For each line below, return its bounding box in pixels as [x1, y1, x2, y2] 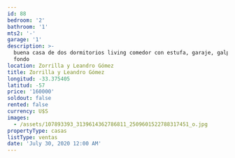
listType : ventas [7, 134, 58, 141]
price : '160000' [7, 88, 55, 95]
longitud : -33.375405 [7, 75, 71, 82]
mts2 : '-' [7, 29, 36, 37]
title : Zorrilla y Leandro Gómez [7, 69, 105, 76]
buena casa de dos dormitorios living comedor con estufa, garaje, [13, 50, 215, 57]
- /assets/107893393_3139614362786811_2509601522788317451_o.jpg [13, 120, 208, 128]
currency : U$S [7, 108, 49, 115]
